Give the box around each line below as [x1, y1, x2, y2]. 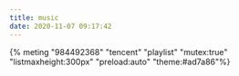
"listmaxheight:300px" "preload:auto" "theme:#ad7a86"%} [9, 56, 231, 67]
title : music [9, 13, 59, 23]
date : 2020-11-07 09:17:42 [9, 22, 112, 31]
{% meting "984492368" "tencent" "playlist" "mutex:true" [9, 46, 228, 57]
